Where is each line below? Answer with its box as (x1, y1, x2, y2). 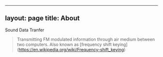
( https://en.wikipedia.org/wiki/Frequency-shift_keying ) (16, 46, 126, 52)
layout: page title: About (5, 14, 80, 22)
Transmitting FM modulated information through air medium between (16, 36, 155, 42)
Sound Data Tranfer (5, 27, 45, 33)
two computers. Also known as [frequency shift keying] (16, 42, 128, 47)
